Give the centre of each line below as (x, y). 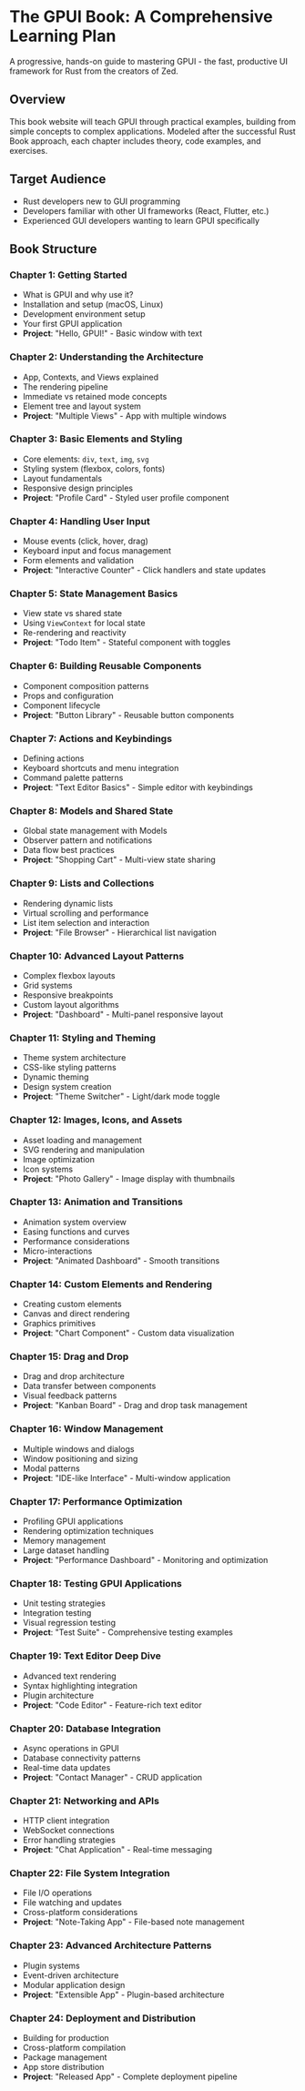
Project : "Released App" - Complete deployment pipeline (130, 2076)
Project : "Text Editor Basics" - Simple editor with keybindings (137, 787)
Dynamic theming (56, 1077)
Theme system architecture (74, 1058)
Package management (65, 2057)
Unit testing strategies (64, 1603)
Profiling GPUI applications (73, 1521)
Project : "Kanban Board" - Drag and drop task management (135, 1406)
